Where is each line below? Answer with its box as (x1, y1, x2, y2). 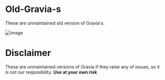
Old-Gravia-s (5, 3, 61, 15)
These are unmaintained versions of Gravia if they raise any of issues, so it (5, 63, 160, 69)
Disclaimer (5, 47, 51, 58)
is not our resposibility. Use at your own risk (5, 69, 97, 75)
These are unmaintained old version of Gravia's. (5, 20, 105, 26)
